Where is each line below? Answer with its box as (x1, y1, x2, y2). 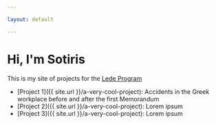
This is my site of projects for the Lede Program (7, 74, 142, 82)
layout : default (7, 16, 54, 23)
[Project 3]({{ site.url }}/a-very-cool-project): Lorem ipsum (17, 109, 184, 117)
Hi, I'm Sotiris (7, 51, 86, 67)
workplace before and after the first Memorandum (17, 95, 160, 103)
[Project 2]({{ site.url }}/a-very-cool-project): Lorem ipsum (17, 102, 184, 110)
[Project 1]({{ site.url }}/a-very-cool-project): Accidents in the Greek (17, 87, 210, 96)
